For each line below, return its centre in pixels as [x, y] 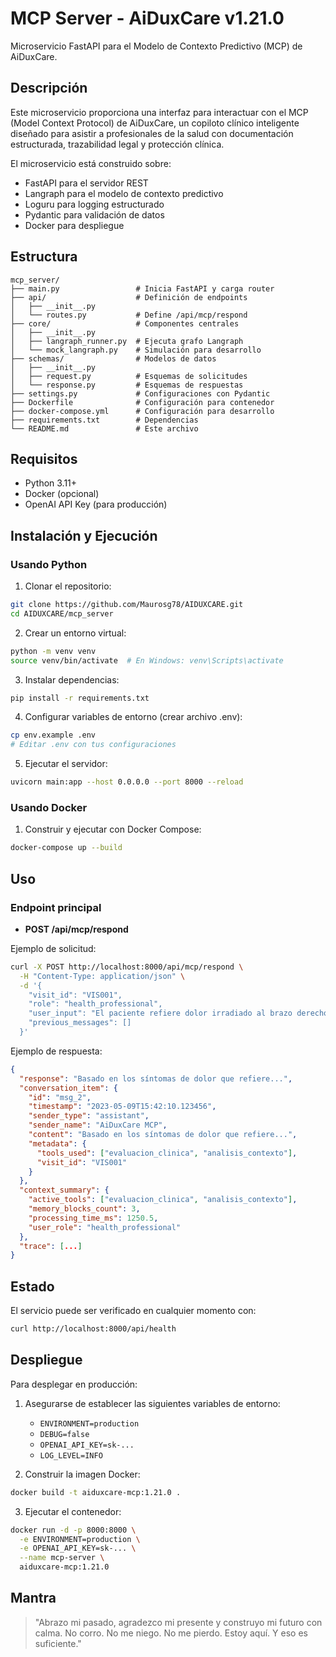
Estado [32, 1286]
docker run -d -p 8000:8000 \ [73, 1530]
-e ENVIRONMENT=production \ [80, 1539]
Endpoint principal [56, 907]
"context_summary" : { [64, 1190]
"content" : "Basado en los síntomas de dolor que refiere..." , [163, 1135]
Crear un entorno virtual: [75, 633]
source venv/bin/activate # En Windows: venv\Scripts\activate [147, 660]
